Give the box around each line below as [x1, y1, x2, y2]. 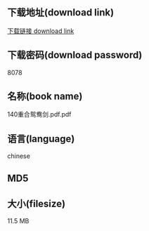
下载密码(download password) [7, 49, 143, 61]
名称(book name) [7, 91, 83, 103]
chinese [7, 152, 30, 160]
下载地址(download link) [7, 6, 115, 19]
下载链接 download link [7, 27, 74, 35]
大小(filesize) [7, 198, 65, 210]
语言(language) [7, 133, 75, 145]
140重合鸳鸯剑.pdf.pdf [7, 110, 72, 119]
